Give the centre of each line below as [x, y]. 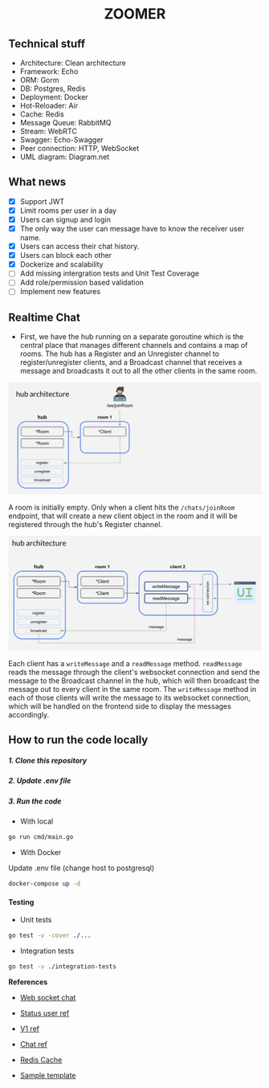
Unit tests [36, 920]
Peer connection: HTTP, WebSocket [79, 148]
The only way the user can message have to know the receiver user [132, 229]
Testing [21, 902]
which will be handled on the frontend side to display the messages [120, 706]
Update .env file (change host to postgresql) [82, 868]
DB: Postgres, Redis [53, 88]
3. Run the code [35, 801]
